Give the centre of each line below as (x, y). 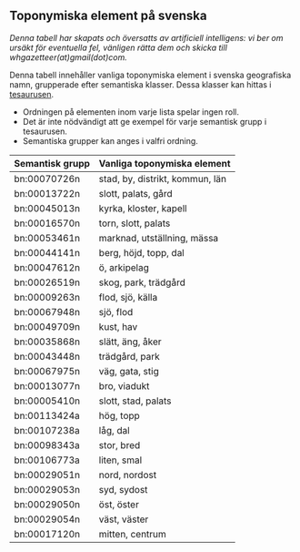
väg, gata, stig (129, 371)
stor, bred (120, 445)
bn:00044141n (47, 252)
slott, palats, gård (135, 193)
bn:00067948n (47, 312)
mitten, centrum (132, 534)
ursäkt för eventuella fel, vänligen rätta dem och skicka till (118, 47)
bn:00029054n (47, 519)
